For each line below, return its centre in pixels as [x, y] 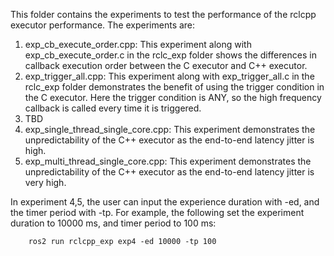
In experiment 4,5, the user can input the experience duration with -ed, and [165, 202]
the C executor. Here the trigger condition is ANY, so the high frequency [173, 97]
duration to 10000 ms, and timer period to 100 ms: [113, 223]
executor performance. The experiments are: [103, 25]
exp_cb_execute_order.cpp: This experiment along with [138, 44]
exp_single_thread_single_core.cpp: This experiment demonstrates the [170, 129]
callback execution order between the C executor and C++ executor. [166, 65]
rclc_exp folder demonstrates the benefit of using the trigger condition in [174, 87]
